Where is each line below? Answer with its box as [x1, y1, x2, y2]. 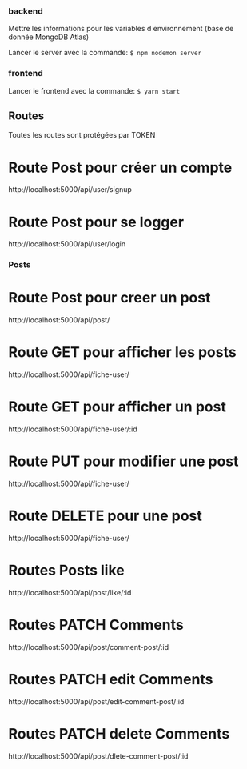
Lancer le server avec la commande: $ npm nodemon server [8, 48, 202, 58]
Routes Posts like [8, 562, 125, 579]
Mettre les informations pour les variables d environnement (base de [8, 24, 234, 34]
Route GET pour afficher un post [8, 398, 226, 416]
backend [8, 6, 43, 17]
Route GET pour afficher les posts [8, 343, 237, 362]
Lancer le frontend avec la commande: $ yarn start [8, 86, 181, 95]
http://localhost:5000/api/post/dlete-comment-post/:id [8, 751, 189, 761]
